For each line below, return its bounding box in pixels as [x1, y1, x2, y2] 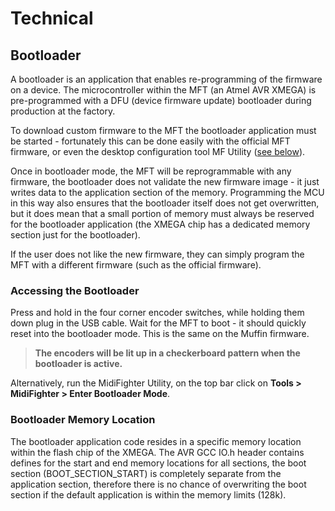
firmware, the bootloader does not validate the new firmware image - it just [10, 176, 320, 187]
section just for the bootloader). [10, 229, 141, 241]
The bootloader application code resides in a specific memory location [10, 435, 302, 447]
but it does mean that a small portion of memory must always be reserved [10, 208, 315, 219]
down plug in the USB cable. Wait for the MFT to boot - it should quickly [10, 317, 307, 329]
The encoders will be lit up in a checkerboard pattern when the [34, 347, 301, 359]
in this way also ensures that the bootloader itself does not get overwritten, [10, 197, 320, 209]
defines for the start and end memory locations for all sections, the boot [10, 457, 307, 469]
